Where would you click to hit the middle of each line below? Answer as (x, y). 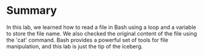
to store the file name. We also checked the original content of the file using (102, 33)
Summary (31, 11)
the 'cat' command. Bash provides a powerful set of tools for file (87, 40)
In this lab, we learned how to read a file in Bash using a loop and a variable (102, 27)
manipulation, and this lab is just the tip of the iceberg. (75, 46)
